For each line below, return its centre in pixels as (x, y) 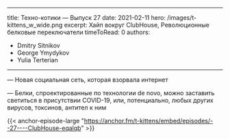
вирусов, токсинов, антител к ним (57, 108)
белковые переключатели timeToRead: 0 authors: (79, 32)
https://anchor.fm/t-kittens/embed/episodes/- (149, 121)
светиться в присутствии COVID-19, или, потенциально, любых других (110, 100)
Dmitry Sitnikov (38, 46)
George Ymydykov (43, 53)
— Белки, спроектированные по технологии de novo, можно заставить (111, 93)
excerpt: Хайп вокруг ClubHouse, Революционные (137, 25)
